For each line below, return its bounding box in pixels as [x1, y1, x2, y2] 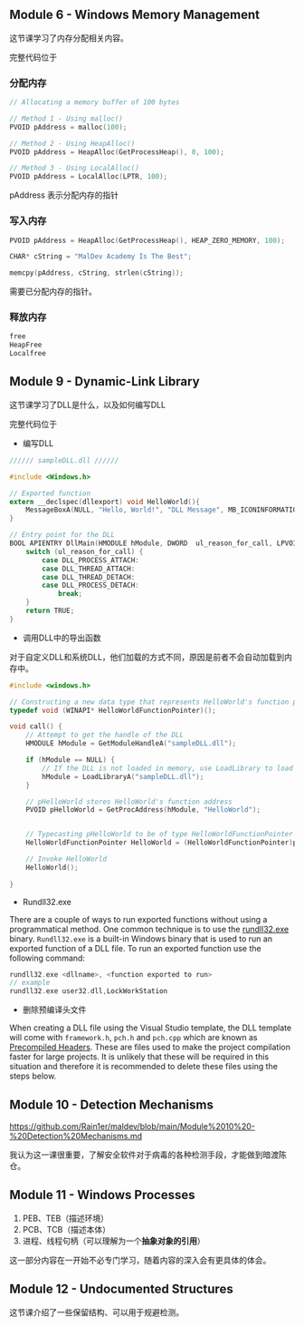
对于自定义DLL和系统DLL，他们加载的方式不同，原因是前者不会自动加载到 [9, 651, 285, 662]
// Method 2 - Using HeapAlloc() [9, 139, 136, 148]
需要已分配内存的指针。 [9, 286, 97, 297]
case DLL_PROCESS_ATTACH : [42, 555, 140, 565]
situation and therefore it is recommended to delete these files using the [9, 1061, 279, 1072]
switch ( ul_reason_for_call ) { [25, 547, 144, 556]
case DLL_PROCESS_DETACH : [42, 580, 140, 590]
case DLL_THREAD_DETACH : [42, 572, 136, 581]
